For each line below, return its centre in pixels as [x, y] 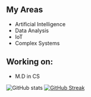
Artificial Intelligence [40, 24]
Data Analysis [32, 30]
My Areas [25, 10]
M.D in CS [27, 76]
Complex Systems [37, 43]
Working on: [30, 62]
